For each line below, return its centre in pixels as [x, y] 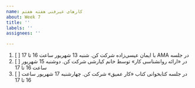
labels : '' [19, 28]
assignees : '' [24, 33]
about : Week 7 [24, 17]
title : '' [18, 22]
